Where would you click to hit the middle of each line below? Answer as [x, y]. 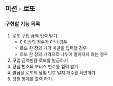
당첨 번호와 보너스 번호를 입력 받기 [45, 66]
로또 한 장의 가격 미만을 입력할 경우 [53, 48]
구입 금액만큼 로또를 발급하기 [40, 60]
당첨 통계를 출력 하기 [32, 79]
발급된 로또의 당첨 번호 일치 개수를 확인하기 [54, 72]
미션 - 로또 [20, 9]
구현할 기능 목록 [23, 24]
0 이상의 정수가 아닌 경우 [43, 42]
